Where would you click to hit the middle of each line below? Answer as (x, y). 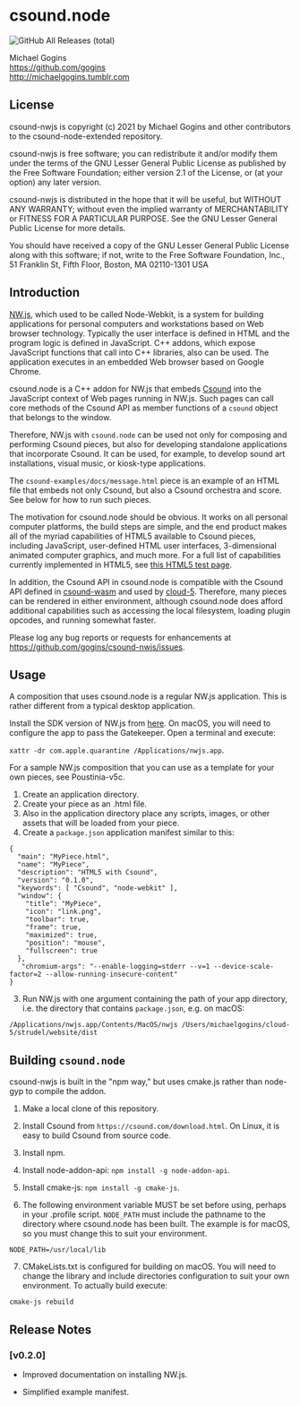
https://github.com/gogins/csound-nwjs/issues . (97, 647)
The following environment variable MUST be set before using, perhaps (154, 1205)
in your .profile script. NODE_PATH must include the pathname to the (144, 1214)
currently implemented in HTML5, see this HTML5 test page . (121, 565)
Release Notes (51, 1329)
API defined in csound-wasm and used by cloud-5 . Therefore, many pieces (148, 591)
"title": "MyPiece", (64, 904)
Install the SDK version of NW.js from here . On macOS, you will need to (140, 723)
